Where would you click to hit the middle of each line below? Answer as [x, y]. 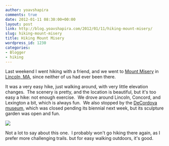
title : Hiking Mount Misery [35, 39]
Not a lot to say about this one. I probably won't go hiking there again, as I [83, 133]
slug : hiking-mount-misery [34, 33]
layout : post [19, 24]
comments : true [21, 15]
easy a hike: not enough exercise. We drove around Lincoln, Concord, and [83, 97]
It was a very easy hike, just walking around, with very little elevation [77, 87]
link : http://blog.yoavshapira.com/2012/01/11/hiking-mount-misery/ [79, 29]
